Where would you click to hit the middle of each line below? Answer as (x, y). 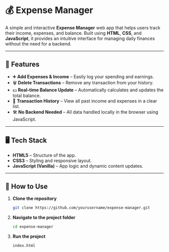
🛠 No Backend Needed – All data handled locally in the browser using (85, 112)
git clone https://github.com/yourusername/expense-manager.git (81, 208)
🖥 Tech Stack (26, 141)
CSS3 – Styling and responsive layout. (52, 161)
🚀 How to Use (26, 186)
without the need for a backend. (38, 43)
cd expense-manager (33, 227)
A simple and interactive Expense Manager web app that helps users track (83, 28)
